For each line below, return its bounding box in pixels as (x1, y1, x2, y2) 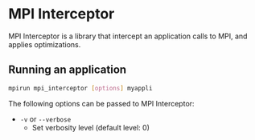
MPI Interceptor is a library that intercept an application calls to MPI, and (8, 31, 248, 41)
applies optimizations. (8, 39, 81, 49)
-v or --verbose (19, 114, 72, 124)
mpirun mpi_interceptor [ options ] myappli (8, 84, 153, 92)
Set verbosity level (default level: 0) (31, 122, 150, 132)
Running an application (8, 63, 127, 77)
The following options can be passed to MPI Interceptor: (8, 98, 195, 108)
